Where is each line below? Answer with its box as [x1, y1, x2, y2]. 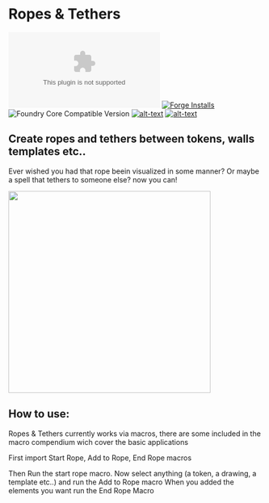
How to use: [8, 407, 70, 421]
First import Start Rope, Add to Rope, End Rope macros [8, 453, 192, 463]
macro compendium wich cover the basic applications [8, 437, 188, 446]
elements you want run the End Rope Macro [8, 485, 155, 495]
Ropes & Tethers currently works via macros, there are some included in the [8, 429, 261, 438]
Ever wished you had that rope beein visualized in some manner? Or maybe [8, 166, 260, 176]
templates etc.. [8, 145, 86, 158]
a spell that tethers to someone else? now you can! [8, 174, 178, 184]
